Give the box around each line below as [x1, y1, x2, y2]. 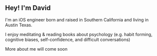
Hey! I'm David [5, 4, 51, 12]
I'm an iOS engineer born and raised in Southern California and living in [5, 17, 149, 22]
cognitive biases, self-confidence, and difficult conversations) [5, 37, 131, 42]
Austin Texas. [5, 22, 33, 28]
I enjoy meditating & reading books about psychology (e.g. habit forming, [5, 31, 153, 37]
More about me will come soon [5, 46, 68, 52]
